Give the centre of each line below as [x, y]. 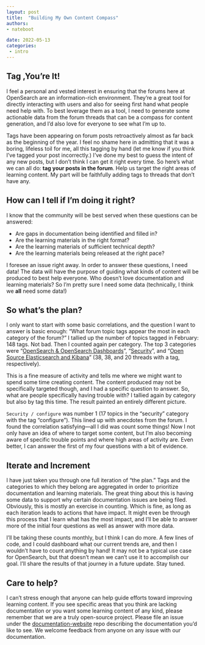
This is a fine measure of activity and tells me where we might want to [94, 376]
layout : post [23, 12]
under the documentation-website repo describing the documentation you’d [102, 624]
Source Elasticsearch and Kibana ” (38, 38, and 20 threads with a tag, [93, 357]
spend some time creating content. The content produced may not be [94, 382]
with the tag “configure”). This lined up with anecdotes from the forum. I [97, 420]
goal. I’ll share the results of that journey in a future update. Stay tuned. [96, 564]
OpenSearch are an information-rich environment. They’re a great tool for [99, 97]
